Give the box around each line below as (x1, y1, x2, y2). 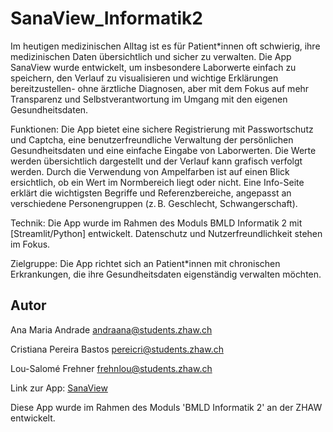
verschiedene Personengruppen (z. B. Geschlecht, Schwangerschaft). (10, 197, 298, 209)
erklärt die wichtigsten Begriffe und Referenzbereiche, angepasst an (10, 187, 292, 199)
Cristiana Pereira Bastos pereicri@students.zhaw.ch (10, 343, 224, 355)
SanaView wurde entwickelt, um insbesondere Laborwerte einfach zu (10, 61, 297, 73)
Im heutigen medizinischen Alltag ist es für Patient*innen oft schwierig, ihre (10, 40, 321, 52)
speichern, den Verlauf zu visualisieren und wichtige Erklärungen (10, 72, 279, 84)
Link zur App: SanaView (10, 382, 108, 394)
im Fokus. (10, 238, 51, 250)
